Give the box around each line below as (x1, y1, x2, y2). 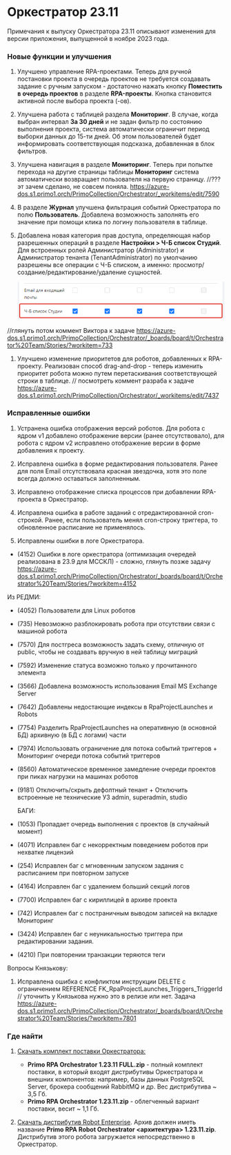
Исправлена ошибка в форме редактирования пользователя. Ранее (17, 460, 219, 468)
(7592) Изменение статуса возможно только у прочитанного (17, 661, 198, 669)
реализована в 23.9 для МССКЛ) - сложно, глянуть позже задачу (17, 557, 212, 565)
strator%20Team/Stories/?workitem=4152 (17, 579, 137, 588)
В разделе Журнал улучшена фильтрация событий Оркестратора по (17, 203, 221, 212)
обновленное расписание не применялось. (17, 523, 146, 531)
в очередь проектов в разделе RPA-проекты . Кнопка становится (17, 89, 212, 98)
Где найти (7, 1031, 43, 1041)
